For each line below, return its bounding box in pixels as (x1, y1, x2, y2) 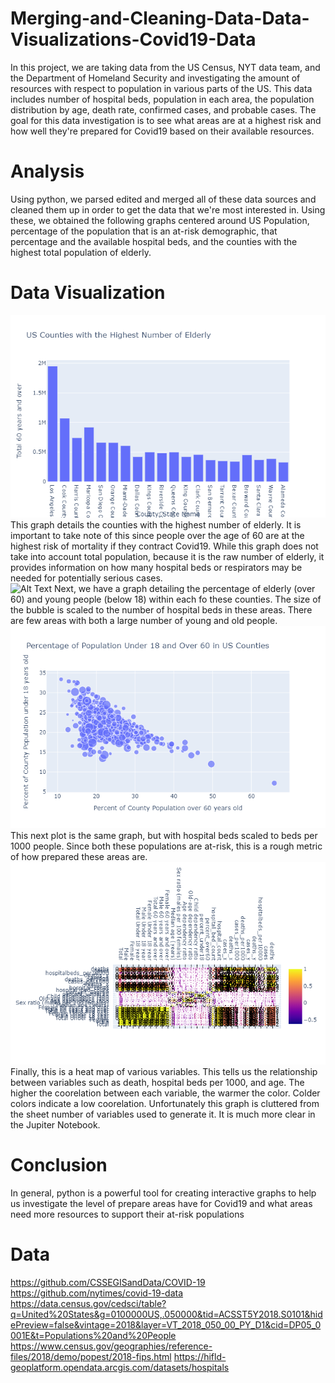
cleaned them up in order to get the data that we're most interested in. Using (10, 203, 326, 216)
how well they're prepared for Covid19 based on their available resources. (10, 125, 315, 137)
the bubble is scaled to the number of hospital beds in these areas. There (10, 603, 313, 616)
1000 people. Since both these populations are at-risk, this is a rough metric (10, 840, 323, 852)
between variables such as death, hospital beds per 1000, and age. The (10, 1076, 305, 1088)
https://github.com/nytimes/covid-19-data (10, 1287, 184, 1299)
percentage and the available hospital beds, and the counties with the (10, 235, 298, 247)
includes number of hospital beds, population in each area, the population (10, 93, 315, 105)
